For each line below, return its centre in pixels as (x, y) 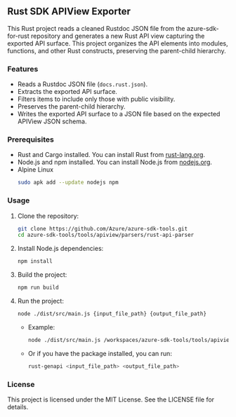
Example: (41, 327)
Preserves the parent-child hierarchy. (71, 107)
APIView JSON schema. (52, 121)
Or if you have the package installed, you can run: (100, 353)
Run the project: (41, 301)
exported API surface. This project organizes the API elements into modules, (118, 43)
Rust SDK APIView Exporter (69, 12)
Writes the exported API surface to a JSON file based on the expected (119, 114)
